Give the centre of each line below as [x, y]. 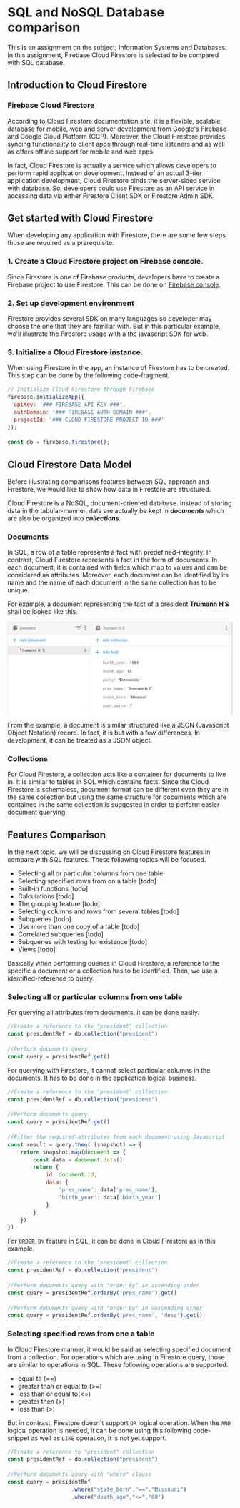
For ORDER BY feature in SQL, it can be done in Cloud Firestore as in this [111, 1241]
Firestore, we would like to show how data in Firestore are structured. [109, 490]
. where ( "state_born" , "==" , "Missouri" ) [129, 1489]
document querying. [37, 813]
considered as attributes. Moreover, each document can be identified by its [118, 575]
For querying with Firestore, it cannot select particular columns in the [109, 1070]
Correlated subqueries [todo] [60, 934]
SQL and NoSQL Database [86, 13]
